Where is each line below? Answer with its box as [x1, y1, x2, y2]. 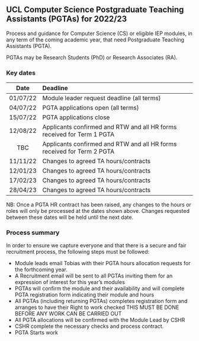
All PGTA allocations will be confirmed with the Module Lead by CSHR [14, 317, 185, 324]
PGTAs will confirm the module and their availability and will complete [14, 285, 185, 292]
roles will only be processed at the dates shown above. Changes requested [6, 208, 190, 215]
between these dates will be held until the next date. [6, 213, 134, 221]
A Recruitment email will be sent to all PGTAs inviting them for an [14, 272, 173, 279]
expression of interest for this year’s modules [14, 279, 126, 286]
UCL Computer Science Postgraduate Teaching [6, 5, 184, 15]
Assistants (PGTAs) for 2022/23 [6, 14, 127, 24]
